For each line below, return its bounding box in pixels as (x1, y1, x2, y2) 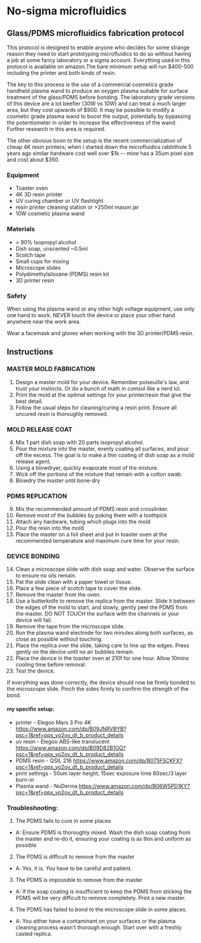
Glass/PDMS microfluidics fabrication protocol (7, 28, 184, 38)
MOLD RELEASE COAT (7, 425, 72, 433)
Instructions (7, 347, 53, 357)
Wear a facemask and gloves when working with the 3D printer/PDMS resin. (7, 329, 194, 336)
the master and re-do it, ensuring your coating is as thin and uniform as (15, 835, 191, 842)
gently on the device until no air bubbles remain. (15, 648, 135, 656)
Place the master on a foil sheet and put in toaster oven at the (15, 531, 167, 538)
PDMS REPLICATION (7, 492, 68, 500)
